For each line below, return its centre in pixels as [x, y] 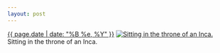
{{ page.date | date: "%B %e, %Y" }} [61, 34]
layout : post [27, 14]
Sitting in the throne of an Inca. [53, 41]
